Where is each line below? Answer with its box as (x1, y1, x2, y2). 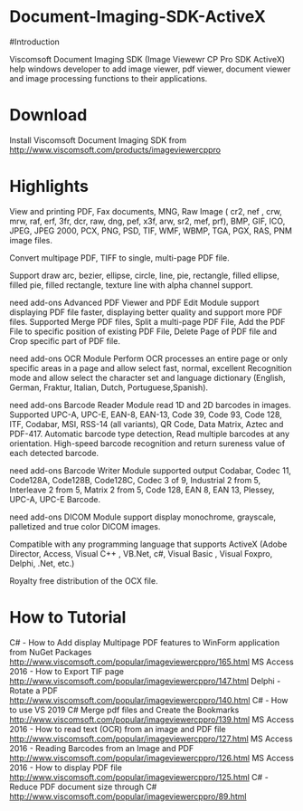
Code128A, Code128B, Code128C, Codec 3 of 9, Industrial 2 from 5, (9, 474, 261, 485)
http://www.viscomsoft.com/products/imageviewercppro (9, 144, 222, 155)
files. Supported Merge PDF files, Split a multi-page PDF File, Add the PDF (9, 316, 287, 327)
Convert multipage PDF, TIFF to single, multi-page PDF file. (9, 252, 230, 263)
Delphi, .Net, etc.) (9, 558, 75, 568)
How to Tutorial (9, 607, 127, 627)
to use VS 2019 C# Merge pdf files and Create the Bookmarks (9, 704, 240, 715)
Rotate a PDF (9, 685, 59, 696)
